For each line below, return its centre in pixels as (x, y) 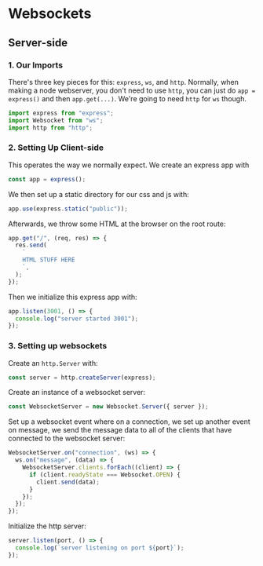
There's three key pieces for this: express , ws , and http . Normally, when (124, 82)
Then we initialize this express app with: (73, 297)
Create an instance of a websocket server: (77, 393)
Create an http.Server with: (53, 363)
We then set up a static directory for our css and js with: (99, 194)
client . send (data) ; (68, 482)
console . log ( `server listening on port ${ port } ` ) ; (100, 548)
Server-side (38, 43)
